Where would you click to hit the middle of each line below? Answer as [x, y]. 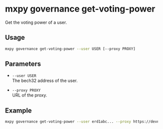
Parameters [23, 64]
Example [18, 110]
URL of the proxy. [30, 95]
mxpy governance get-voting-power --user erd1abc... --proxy [68, 122]
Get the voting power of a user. [36, 22]
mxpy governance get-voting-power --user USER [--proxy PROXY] [70, 49]
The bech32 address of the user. [45, 81]
